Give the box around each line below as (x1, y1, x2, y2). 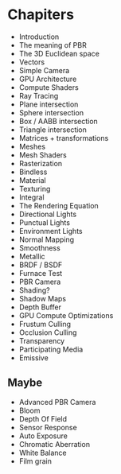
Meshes (18, 142, 45, 151)
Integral (18, 192, 45, 202)
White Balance (18, 448, 67, 457)
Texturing (18, 184, 51, 193)
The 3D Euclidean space (18, 49, 100, 58)
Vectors (18, 57, 45, 67)
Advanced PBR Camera (18, 397, 96, 406)
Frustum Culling (18, 319, 72, 328)
